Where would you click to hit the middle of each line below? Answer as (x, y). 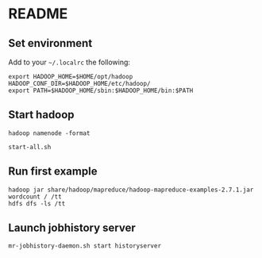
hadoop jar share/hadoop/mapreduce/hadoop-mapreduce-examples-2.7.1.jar (131, 190)
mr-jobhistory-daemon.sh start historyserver (85, 246)
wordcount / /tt (35, 196)
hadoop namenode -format (49, 133)
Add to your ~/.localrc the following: (69, 62)
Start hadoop (41, 115)
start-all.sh (30, 147)
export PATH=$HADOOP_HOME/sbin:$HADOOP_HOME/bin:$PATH (101, 90)
